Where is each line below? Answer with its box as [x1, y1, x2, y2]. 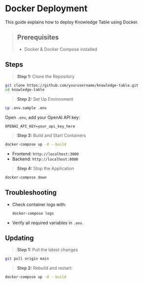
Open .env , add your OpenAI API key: [5, 114, 81, 120]
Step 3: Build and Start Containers [17, 132, 86, 138]
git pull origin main [5, 256, 49, 262]
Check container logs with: [12, 201, 66, 207]
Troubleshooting [5, 189, 57, 197]
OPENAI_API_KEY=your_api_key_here [5, 124, 76, 129]
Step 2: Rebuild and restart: [17, 265, 73, 271]
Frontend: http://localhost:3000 [12, 151, 79, 157]
